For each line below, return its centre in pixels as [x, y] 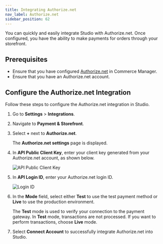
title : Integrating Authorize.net [41, 10]
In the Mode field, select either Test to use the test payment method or [85, 196]
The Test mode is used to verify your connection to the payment [78, 211]
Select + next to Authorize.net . [44, 133]
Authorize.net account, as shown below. [53, 158]
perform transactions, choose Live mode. [55, 222]
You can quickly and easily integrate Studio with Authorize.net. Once [75, 33]
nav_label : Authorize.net [32, 14]
